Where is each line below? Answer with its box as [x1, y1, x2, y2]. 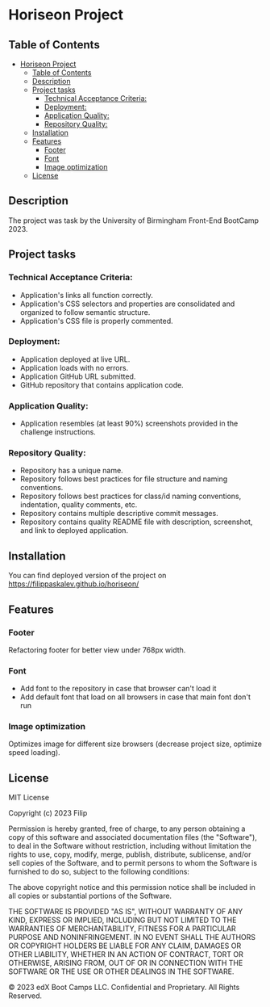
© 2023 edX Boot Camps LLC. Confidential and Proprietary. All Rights [8, 983, 240, 992]
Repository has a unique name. [19, 466, 123, 476]
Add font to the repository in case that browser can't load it [19, 684, 217, 694]
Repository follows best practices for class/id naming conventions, [19, 491, 242, 501]
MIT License [8, 793, 50, 803]
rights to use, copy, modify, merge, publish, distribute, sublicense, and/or [8, 850, 251, 859]
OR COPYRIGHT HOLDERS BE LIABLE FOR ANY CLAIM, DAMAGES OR [8, 941, 242, 950]
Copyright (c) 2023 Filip [8, 808, 88, 818]
